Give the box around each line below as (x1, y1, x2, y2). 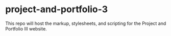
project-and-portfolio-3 (5, 4, 108, 15)
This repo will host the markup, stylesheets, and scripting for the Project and (5, 20, 166, 26)
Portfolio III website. (5, 25, 47, 31)
